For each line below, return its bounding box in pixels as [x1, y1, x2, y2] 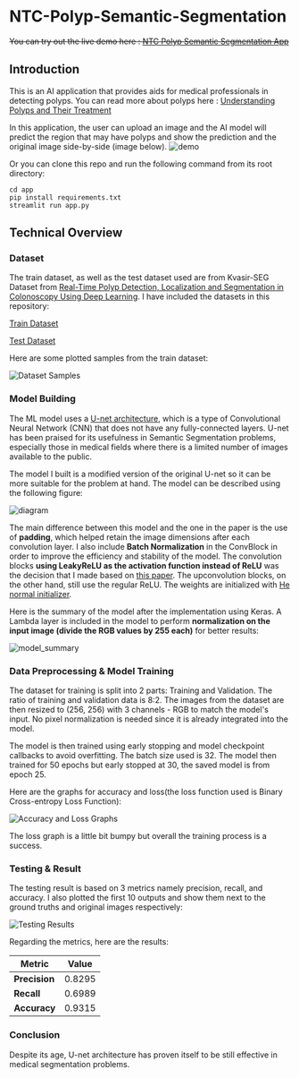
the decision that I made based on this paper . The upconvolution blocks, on [9, 569, 287, 580]
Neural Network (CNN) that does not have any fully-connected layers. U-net [9, 423, 289, 433]
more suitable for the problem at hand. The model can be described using [9, 477, 281, 489]
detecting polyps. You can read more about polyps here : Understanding [9, 95, 276, 106]
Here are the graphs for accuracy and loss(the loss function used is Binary [9, 786, 283, 798]
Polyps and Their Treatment [9, 105, 112, 115]
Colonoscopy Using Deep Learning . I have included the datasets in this [9, 291, 270, 302]
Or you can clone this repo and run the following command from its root [9, 158, 273, 169]
